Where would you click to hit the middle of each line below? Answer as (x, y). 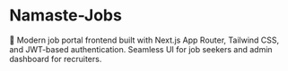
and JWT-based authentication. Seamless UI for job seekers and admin (141, 49)
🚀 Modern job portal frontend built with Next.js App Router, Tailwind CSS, (144, 40)
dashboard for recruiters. (56, 59)
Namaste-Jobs (66, 16)
